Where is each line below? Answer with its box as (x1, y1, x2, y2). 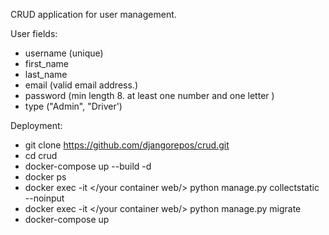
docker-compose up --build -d (24, 160, 152, 172)
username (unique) (24, 47, 104, 59)
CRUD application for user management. (10, 9, 177, 20)
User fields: (10, 28, 58, 39)
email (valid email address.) (24, 79, 138, 91)
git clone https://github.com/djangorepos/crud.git (24, 139, 230, 151)
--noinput (24, 192, 65, 204)
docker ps (24, 171, 67, 183)
